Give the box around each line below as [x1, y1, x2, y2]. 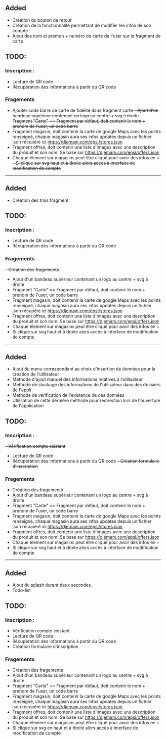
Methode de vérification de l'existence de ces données [12, 392, 124, 398]
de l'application [12, 403, 44, 409]
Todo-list [12, 587, 31, 593]
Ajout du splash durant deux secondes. [12, 582, 92, 588]
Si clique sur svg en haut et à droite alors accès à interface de [12, 725, 138, 731]
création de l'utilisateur [12, 371, 59, 377]
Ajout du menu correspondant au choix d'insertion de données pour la [12, 366, 156, 372]
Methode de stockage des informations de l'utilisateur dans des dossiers [12, 382, 161, 388]
